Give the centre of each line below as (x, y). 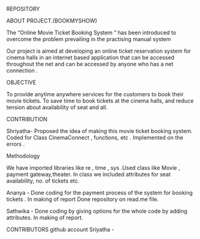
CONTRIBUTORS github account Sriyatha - (60, 230)
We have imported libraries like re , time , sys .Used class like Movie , (93, 168)
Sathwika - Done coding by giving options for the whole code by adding (97, 211)
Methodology (23, 156)
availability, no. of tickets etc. (43, 181)
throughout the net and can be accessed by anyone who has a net (90, 64)
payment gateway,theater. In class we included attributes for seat (89, 174)
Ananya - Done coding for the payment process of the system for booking (100, 193)
